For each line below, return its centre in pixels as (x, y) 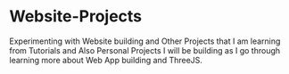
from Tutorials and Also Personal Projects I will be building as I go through (145, 50)
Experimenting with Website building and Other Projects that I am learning (145, 41)
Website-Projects (76, 16)
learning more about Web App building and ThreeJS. (106, 60)
